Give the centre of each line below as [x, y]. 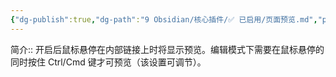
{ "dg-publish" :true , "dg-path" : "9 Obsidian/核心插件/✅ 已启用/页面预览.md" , [164, 19]
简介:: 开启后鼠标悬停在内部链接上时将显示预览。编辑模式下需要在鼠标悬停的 [167, 49]
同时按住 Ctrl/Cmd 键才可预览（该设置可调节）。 [108, 62]
